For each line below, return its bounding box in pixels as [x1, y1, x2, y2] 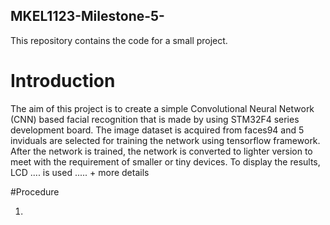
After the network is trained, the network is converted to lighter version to [10, 145, 313, 157]
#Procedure [10, 185, 60, 198]
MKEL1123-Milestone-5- [10, 8, 165, 25]
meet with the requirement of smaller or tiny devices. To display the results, [10, 155, 321, 168]
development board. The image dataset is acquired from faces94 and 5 [10, 124, 305, 136]
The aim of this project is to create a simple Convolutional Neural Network [10, 102, 315, 114]
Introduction [10, 70, 116, 92]
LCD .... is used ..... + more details [10, 166, 150, 178]
